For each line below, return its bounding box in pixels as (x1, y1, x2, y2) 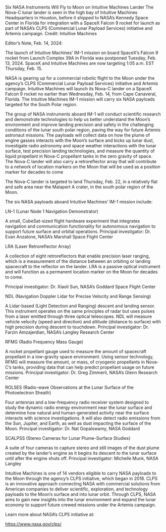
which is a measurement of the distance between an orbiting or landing (5, 258, 151, 264)
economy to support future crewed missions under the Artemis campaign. (5, 502, 156, 508)
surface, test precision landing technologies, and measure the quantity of (5, 148, 155, 154)
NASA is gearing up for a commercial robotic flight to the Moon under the (5, 75, 155, 81)
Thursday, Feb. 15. (5, 65, 43, 71)
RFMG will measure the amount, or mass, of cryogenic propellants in (5, 359, 145, 365)
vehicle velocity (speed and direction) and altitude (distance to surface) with (5, 319, 161, 324)
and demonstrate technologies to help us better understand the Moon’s (5, 117, 151, 122)
